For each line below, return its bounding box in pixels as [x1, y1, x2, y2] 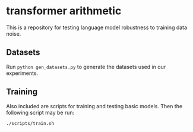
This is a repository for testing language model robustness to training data [6, 24, 188, 31]
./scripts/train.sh [6, 120, 55, 126]
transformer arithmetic [6, 4, 122, 18]
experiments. [6, 70, 39, 77]
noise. [6, 30, 21, 37]
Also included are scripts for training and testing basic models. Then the [6, 102, 183, 109]
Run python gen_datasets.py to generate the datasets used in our [6, 63, 166, 70]
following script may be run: [6, 109, 75, 116]
